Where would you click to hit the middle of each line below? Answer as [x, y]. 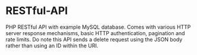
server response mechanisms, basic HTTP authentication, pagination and [95, 33]
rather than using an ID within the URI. [52, 46]
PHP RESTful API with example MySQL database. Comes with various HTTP [98, 27]
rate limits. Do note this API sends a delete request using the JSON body [94, 39]
